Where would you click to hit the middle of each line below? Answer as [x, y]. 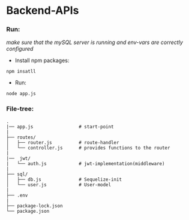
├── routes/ [21, 137]
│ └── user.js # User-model [59, 184]
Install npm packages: [42, 60]
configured [20, 49]
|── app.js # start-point [60, 127]
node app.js [21, 94]
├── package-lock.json [34, 206]
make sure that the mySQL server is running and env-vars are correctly [94, 42]
